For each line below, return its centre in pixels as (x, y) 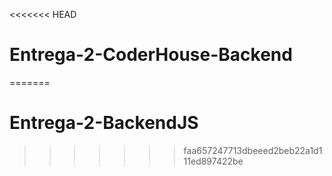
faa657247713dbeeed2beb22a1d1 (253, 150)
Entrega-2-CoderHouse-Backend (151, 55)
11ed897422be (213, 161)
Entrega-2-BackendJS (104, 123)
